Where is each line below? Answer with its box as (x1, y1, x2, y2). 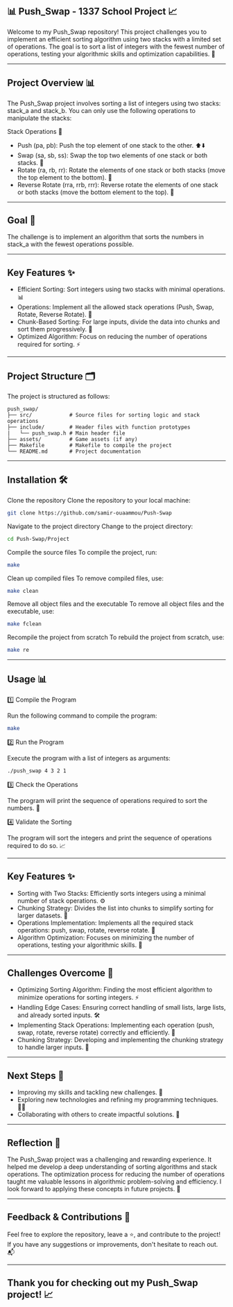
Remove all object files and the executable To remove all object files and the (7, 600, 225, 608)
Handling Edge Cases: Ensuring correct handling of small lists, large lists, (17, 1003, 226, 1012)
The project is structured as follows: (7, 392, 110, 401)
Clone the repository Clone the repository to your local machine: (7, 496, 191, 504)
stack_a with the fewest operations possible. (7, 240, 134, 248)
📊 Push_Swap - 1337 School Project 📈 (7, 6, 178, 17)
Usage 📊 (7, 673, 47, 685)
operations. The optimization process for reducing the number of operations (7, 1170, 225, 1178)
